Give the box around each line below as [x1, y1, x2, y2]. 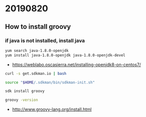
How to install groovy [5, 23, 71, 31]
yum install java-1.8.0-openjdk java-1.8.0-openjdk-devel [5, 52, 125, 58]
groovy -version [5, 97, 38, 103]
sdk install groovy [5, 89, 45, 94]
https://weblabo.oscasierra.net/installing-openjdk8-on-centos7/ [12, 62, 141, 68]
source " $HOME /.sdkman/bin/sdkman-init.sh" [5, 80, 95, 85]
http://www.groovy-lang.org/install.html [12, 106, 92, 113]
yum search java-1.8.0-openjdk [5, 48, 69, 53]
